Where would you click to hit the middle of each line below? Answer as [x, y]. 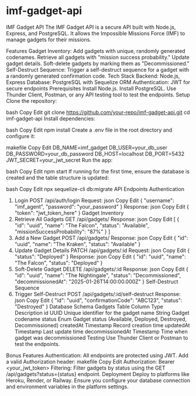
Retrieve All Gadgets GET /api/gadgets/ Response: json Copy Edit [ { [97, 219]
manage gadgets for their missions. [49, 39]
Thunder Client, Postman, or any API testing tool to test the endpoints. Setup [98, 95]
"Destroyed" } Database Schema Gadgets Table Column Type [89, 306]
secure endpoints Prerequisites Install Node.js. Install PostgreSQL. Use [91, 88]
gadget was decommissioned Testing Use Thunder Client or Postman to [101, 338]
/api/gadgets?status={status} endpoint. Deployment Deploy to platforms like [98, 374]
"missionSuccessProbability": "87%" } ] [62, 231]
